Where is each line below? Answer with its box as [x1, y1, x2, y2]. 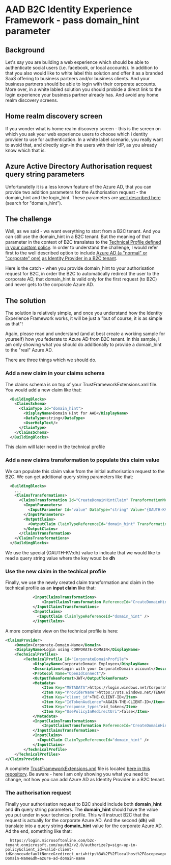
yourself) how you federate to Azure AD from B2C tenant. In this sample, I [5, 336, 160, 342]
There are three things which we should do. [5, 357, 97, 363]
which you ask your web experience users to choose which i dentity [5, 131, 148, 137]
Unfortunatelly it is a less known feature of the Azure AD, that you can [5, 183, 152, 190]
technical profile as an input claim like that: [5, 585, 96, 591]
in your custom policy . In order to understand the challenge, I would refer [5, 244, 158, 251]
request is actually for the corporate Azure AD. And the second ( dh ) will [5, 817, 156, 823]
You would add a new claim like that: [5, 387, 82, 393]
